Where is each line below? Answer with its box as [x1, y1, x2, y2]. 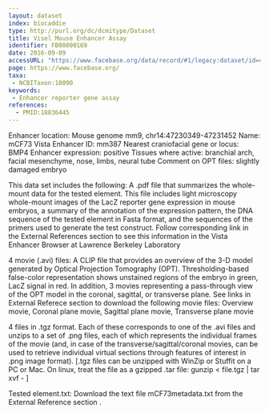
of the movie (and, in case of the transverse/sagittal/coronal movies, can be [8, 339, 259, 349]
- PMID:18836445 [15, 109, 70, 117]
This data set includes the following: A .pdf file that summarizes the [8, 180, 231, 189]
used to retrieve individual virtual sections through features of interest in [8, 348, 247, 357]
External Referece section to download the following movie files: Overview [8, 298, 254, 307]
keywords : [8, 86, 42, 95]
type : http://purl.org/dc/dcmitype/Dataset [8, 26, 156, 34]
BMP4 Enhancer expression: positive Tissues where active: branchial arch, [8, 148, 255, 157]
